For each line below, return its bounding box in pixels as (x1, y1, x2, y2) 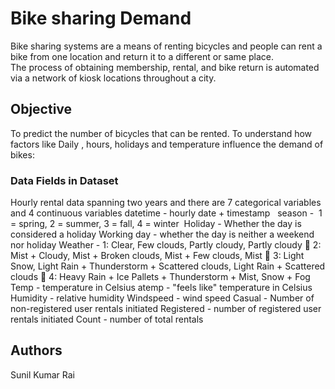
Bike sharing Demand (10, 7, 192, 30)
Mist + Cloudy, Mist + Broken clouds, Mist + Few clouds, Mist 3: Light (10, 250, 305, 262)
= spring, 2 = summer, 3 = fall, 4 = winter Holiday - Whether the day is (10, 218, 302, 230)
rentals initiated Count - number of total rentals (10, 313, 204, 326)
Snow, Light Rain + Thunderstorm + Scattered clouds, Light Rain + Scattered (10, 260, 326, 272)
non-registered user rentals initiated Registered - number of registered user (10, 303, 322, 315)
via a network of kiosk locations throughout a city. (10, 72, 217, 84)
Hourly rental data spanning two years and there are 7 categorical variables (10, 197, 322, 209)
